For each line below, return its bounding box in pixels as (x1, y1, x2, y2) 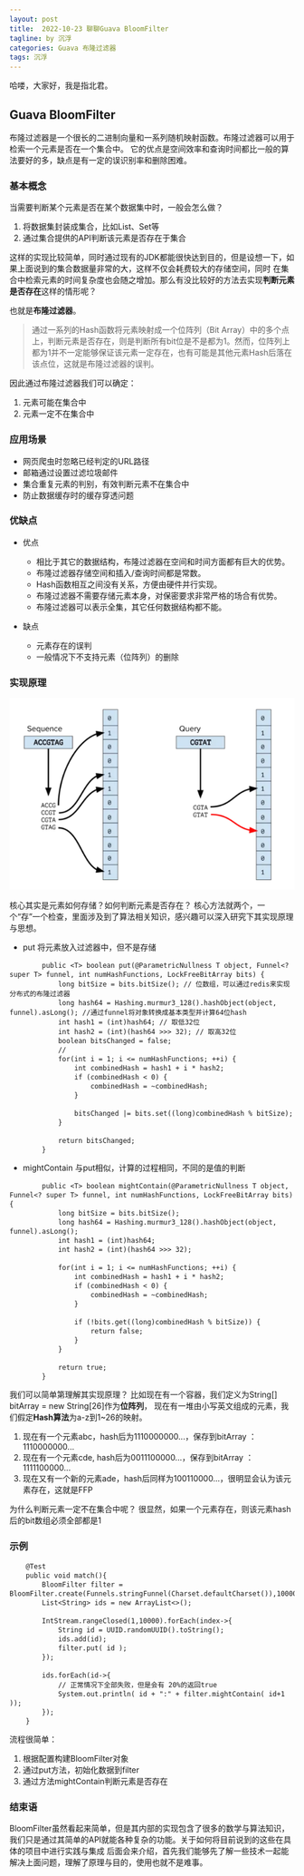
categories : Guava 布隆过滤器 (9, 44, 117, 53)
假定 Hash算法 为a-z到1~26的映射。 (16, 1412, 147, 1422)
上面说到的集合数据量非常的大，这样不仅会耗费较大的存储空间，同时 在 (16, 263, 281, 274)
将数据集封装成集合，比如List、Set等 (22, 221, 160, 232)
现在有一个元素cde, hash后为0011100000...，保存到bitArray (22, 1451, 244, 1462)
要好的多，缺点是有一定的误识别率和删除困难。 (16, 154, 192, 165)
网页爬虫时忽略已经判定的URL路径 (22, 455, 150, 466)
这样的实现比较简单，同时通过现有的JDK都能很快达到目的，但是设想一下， (9, 252, 287, 263)
